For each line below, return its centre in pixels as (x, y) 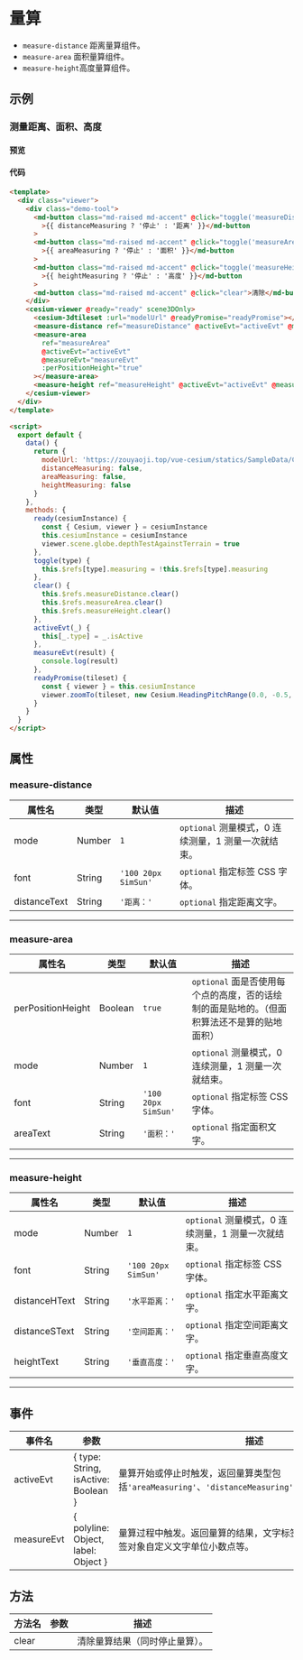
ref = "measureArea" (76, 343)
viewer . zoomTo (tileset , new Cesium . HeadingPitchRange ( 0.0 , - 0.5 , (167, 695)
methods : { (46, 511)
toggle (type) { (62, 560)
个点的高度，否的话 (232, 995)
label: (85, 1551)
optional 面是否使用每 (239, 982)
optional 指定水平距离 (232, 1295)
